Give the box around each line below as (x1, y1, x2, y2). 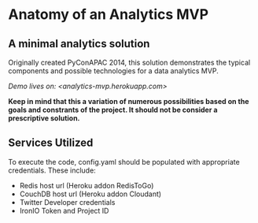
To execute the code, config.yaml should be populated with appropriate (8, 157, 240, 166)
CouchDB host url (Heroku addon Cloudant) (19, 189, 162, 199)
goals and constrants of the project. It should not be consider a (8, 105, 218, 114)
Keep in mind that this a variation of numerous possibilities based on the (8, 97, 249, 106)
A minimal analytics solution (8, 37, 150, 50)
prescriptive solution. (8, 113, 80, 123)
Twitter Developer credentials (19, 197, 116, 206)
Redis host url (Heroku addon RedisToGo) (19, 180, 154, 190)
